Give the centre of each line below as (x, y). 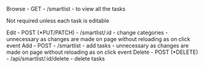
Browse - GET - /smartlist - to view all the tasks (66, 9)
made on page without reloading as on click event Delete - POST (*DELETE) (102, 52)
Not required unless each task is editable (58, 21)
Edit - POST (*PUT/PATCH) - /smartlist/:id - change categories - (87, 32)
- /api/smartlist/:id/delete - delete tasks (56, 59)
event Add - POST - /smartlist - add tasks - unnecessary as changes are (98, 46)
